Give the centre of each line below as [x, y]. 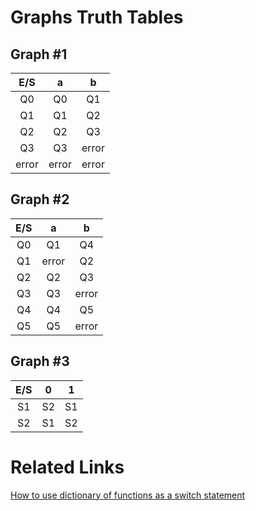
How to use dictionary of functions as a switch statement [128, 495]
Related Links [67, 467]
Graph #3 [40, 361]
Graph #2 [40, 199]
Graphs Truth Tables [97, 17]
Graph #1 [39, 54]
